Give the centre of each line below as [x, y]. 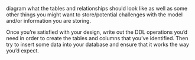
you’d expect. [23, 51]
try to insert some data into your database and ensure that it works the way [97, 44]
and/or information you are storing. [49, 21]
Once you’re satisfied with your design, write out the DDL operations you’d [97, 32]
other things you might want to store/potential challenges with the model [95, 15]
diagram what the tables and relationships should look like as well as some [97, 8]
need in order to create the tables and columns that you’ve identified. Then [97, 38]
